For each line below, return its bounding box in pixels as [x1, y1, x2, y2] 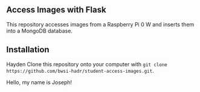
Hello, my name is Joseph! [6, 78, 73, 86]
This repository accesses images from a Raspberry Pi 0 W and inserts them [6, 20, 195, 28]
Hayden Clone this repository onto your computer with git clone [6, 60, 167, 68]
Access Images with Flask [6, 5, 107, 15]
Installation [6, 44, 50, 55]
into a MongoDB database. [6, 27, 73, 34]
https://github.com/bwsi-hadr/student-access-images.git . [6, 67, 154, 74]
